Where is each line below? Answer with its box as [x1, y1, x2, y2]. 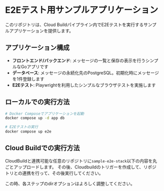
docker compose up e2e [5, 129, 52, 134]
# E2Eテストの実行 [5, 125, 38, 130]
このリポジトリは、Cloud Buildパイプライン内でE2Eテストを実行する [5, 22, 144, 27]
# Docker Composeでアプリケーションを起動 [5, 111, 84, 116]
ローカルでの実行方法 [5, 98, 70, 106]
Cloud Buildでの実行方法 [5, 144, 80, 152]
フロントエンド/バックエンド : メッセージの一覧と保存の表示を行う [12, 57, 146, 63]
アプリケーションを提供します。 [9, 27, 74, 33]
